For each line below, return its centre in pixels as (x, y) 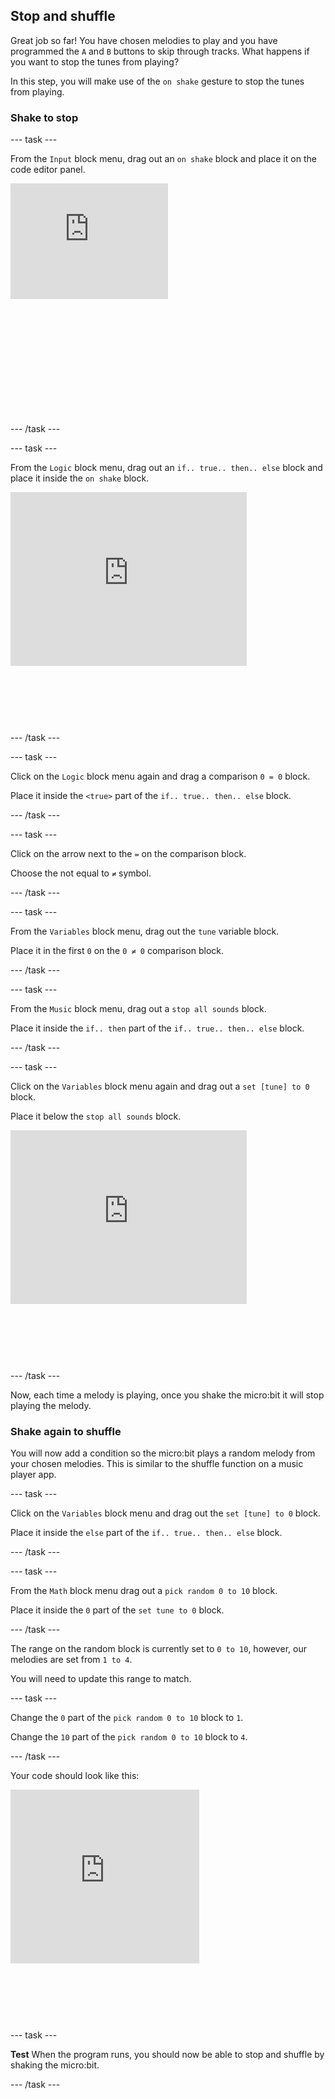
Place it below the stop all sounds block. (96, 1116)
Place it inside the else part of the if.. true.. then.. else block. (146, 1533)
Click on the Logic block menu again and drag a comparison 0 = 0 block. (160, 776)
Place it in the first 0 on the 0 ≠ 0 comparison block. (117, 951)
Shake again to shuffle (66, 1432)
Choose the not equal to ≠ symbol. (81, 873)
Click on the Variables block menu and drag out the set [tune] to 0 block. (165, 1513)
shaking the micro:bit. (55, 2065)
